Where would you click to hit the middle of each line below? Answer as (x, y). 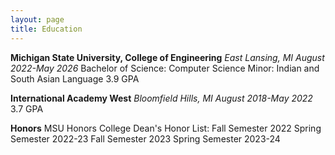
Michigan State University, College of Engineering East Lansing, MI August (167, 57)
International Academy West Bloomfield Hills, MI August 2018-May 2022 (161, 98)
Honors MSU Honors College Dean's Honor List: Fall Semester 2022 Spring (166, 128)
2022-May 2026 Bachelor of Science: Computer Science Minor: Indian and (165, 68)
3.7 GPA (27, 108)
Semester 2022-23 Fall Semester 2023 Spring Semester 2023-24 (145, 138)
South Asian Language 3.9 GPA (75, 78)
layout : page (37, 19)
